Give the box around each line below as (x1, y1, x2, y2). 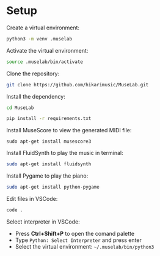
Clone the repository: (6, 70, 60, 77)
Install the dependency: (6, 92, 65, 100)
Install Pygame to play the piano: (6, 172, 89, 179)
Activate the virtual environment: (6, 47, 89, 54)
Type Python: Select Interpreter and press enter (15, 236, 142, 244)
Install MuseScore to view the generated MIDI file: (6, 127, 132, 134)
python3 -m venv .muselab (6, 36, 72, 42)
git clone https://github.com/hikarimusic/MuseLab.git (6, 81, 149, 88)
